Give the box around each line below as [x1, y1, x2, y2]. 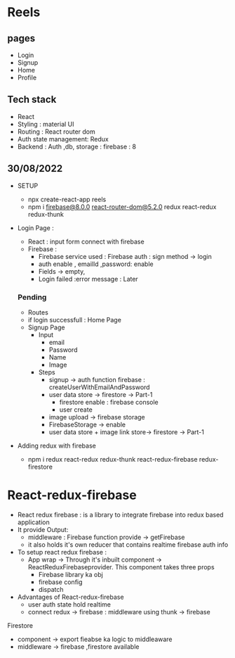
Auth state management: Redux [17, 134, 109, 143]
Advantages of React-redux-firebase [17, 593, 124, 601]
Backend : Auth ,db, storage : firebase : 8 [17, 142, 137, 151]
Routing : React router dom [17, 127, 96, 136]
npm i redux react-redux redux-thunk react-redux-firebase [27, 455, 198, 463]
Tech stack [7, 94, 57, 106]
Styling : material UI [17, 120, 75, 128]
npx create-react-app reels [27, 195, 107, 203]
